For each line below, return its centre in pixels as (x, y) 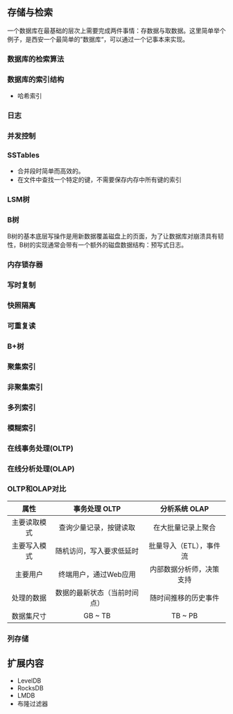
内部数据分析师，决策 (184, 569)
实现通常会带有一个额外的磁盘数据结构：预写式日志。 (112, 245)
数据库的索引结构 (36, 79)
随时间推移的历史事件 (184, 598)
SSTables (24, 155)
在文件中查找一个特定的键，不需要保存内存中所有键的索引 (99, 180)
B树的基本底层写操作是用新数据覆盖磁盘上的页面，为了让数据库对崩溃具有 (113, 236)
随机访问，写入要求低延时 (97, 551)
